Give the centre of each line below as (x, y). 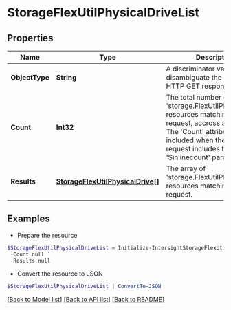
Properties (30, 38)
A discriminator (190, 69)
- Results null (30, 261)
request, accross (193, 123)
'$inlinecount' (188, 157)
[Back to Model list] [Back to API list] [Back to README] (86, 300)
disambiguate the (194, 77)
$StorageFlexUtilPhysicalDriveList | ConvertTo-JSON (84, 287)
